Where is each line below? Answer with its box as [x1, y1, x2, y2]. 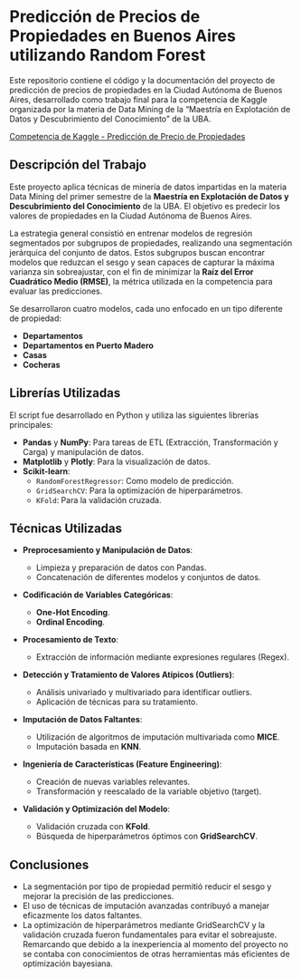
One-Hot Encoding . [35, 607, 110, 618]
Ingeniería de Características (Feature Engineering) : [22, 759, 222, 770]
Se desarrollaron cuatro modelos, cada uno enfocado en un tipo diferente [9, 303, 283, 314]
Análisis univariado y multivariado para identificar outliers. [35, 687, 253, 698]
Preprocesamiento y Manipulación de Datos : [22, 545, 193, 556]
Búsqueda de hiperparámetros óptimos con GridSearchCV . [35, 831, 259, 842]
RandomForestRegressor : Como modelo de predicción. [35, 475, 234, 486]
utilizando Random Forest [9, 45, 206, 65]
